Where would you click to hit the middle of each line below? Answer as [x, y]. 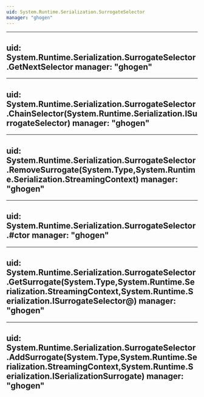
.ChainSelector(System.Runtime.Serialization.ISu [102, 113]
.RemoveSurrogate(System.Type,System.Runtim [101, 170]
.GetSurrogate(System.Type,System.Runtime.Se [101, 282]
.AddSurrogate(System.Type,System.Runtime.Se [102, 357]
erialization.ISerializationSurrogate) [76, 376]
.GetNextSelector [40, 67]
